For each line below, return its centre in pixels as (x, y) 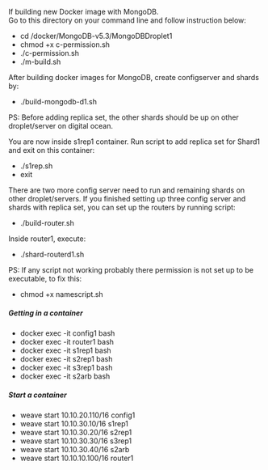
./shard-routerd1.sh (52, 254)
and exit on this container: (52, 150)
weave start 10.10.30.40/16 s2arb (75, 449)
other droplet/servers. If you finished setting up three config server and (127, 199)
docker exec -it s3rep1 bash (66, 367)
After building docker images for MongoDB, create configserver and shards (134, 77)
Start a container (38, 395)
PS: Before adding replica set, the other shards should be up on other (124, 117)
